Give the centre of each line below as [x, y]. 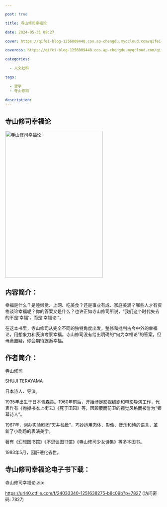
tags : [11, 77]
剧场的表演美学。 [36, 431]
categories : [17, 59]
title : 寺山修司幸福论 [26, 23]
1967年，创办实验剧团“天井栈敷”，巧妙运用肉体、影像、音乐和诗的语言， [80, 425]
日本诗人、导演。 [23, 391]
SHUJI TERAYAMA [24, 381]
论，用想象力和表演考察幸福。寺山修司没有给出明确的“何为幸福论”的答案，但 [83, 334]
